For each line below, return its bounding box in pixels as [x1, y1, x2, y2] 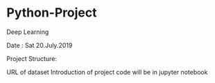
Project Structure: [6, 54, 57, 63]
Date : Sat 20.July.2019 [6, 41, 73, 49]
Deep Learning [6, 28, 49, 36]
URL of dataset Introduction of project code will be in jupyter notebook [6, 68, 208, 76]
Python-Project [6, 5, 97, 21]
